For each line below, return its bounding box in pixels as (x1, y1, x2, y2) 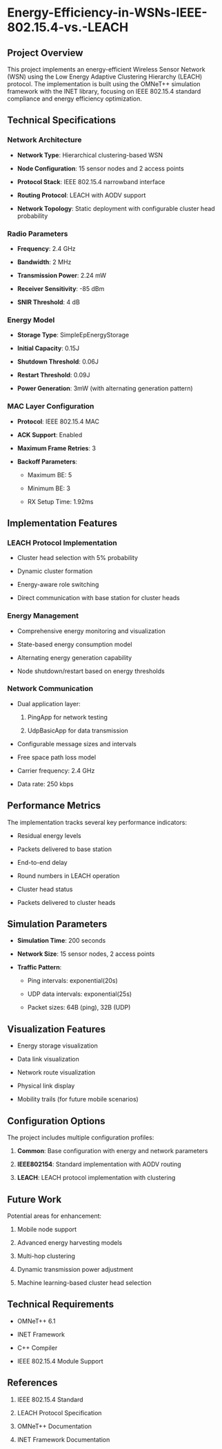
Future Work (7, 1193, 62, 1205)
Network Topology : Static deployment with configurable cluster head (17, 204, 215, 212)
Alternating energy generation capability (17, 653, 132, 661)
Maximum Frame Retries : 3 (17, 443, 97, 452)
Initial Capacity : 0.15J (17, 344, 80, 352)
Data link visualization (17, 1055, 79, 1063)
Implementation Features (7, 517, 118, 529)
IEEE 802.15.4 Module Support (17, 1357, 103, 1365)
